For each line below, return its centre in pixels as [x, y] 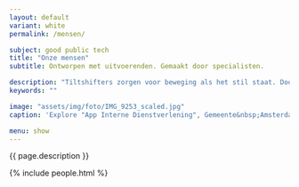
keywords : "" [33, 90]
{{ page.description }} [49, 156]
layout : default [39, 17]
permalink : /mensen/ [48, 34]
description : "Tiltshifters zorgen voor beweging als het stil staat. [143, 82]
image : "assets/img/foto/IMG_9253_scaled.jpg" [97, 106]
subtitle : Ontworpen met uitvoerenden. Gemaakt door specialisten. [137, 66]
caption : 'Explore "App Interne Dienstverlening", [105, 115]
